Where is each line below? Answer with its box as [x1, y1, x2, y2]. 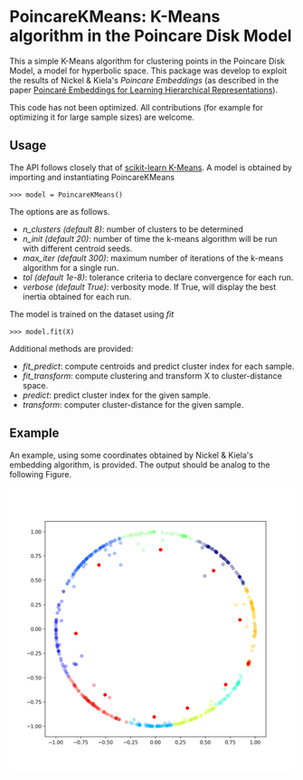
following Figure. [9, 468, 72, 479]
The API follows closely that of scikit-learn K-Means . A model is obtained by [9, 161, 292, 173]
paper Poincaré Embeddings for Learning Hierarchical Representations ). [9, 84, 279, 95]
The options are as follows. [9, 206, 110, 217]
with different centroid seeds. [22, 243, 133, 254]
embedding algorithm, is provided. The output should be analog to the [9, 459, 270, 470]
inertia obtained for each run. [22, 291, 132, 302]
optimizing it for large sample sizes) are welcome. [9, 111, 194, 122]
